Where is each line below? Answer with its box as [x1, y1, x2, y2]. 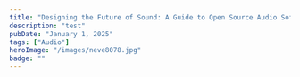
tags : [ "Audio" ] [9, 37, 70, 47]
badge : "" [9, 54, 46, 63]
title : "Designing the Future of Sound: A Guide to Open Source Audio [9, 12, 278, 22]
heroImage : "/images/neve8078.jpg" [9, 46, 142, 55]
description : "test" [9, 21, 87, 30]
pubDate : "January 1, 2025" [9, 29, 114, 38]
